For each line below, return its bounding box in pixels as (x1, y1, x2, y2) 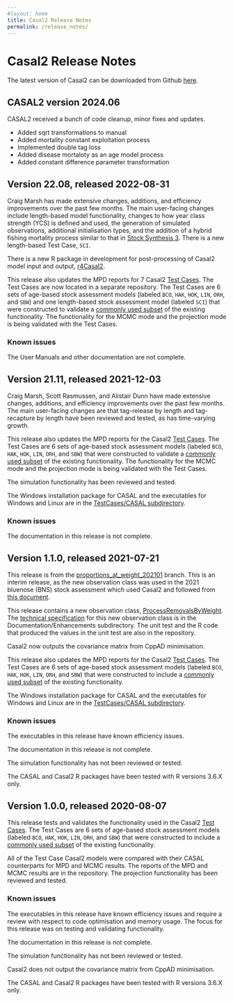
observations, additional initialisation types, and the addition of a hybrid (7, 226, 212, 234)
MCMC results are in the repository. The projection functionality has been (7, 869, 218, 878)
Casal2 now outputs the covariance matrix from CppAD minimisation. (7, 642, 205, 651)
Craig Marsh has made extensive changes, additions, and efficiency (7, 196, 202, 205)
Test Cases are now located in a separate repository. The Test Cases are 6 (7, 283, 221, 291)
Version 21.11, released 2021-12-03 (7, 373, 161, 385)
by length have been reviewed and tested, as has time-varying (36, 414, 216, 422)
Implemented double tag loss (17, 143, 101, 152)
